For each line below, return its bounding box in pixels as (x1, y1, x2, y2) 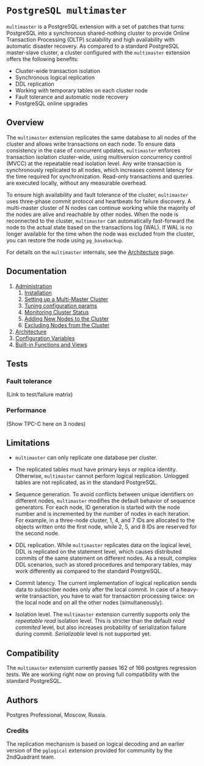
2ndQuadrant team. (6, 753, 56, 760)
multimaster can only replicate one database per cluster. (15, 454, 158, 461)
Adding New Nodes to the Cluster (24, 314, 109, 322)
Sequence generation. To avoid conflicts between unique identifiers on (15, 491, 194, 498)
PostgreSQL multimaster (6, 5, 127, 17)
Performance (6, 406, 47, 415)
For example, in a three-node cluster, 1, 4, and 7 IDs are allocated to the (15, 516, 195, 524)
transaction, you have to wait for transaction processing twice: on (29, 592, 195, 600)
